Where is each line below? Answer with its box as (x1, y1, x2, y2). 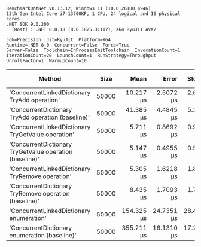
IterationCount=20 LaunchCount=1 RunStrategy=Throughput (6, 53, 157, 59)
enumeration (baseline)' (9, 231, 77, 239)
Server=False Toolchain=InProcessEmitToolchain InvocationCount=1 (6, 47, 181, 53)
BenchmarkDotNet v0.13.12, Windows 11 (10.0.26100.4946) (6, 5, 151, 11)
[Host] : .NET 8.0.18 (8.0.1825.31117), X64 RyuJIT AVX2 (11, 26, 157, 32)
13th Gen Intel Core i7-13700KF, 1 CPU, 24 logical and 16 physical (6, 11, 181, 17)
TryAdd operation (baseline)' (9, 113, 90, 121)
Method (38, 75, 62, 83)
